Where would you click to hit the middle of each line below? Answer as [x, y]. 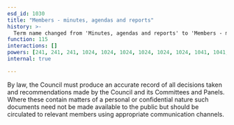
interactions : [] [32, 46]
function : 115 [28, 40]
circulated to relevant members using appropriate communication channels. [116, 114]
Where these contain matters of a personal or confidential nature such [108, 99]
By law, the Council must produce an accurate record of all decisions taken [115, 85]
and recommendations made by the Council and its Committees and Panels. [116, 92]
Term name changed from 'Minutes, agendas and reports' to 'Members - [118, 33]
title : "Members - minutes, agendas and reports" [81, 20]
